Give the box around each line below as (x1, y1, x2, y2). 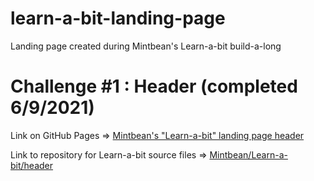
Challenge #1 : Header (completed (10, 75, 298, 98)
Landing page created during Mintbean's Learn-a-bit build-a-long (10, 40, 282, 52)
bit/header (10, 159, 54, 171)
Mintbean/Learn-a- (209, 148, 288, 161)
